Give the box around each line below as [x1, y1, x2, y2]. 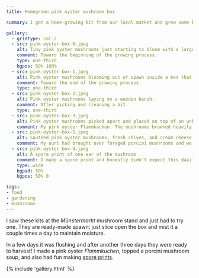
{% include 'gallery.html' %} [6, 265, 75, 272]
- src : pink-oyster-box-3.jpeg [11, 113, 89, 119]
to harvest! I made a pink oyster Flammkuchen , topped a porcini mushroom [6, 247, 190, 254]
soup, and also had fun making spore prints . [6, 253, 114, 261]
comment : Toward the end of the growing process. [17, 79, 142, 86]
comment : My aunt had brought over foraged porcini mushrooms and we [17, 140, 192, 146]
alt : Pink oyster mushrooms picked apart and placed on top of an [17, 118, 184, 124]
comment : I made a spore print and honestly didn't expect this [17, 156, 179, 163]
